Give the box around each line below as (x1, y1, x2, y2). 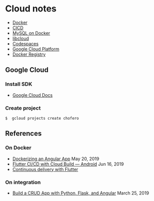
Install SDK (5, 81, 32, 88)
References (5, 129, 42, 138)
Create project (5, 104, 41, 111)
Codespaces (12, 40, 39, 46)
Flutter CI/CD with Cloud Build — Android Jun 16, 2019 (12, 161, 124, 167)
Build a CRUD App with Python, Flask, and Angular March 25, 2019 (12, 190, 150, 196)
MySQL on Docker (12, 30, 50, 36)
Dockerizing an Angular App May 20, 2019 (12, 156, 100, 162)
